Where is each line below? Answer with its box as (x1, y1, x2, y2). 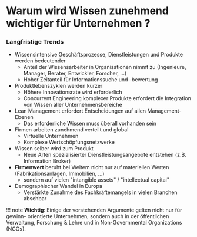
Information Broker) (23, 157, 71, 164)
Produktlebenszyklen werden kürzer (14, 83, 103, 90)
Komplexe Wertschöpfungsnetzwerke (23, 139, 115, 146)
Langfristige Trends (6, 38, 64, 46)
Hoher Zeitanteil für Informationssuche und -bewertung (23, 76, 158, 83)
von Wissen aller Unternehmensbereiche (23, 101, 122, 108)
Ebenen (14, 114, 34, 121)
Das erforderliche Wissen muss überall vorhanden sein (23, 120, 157, 127)
